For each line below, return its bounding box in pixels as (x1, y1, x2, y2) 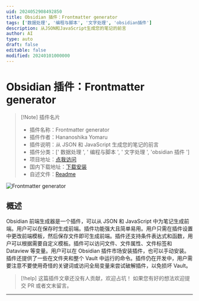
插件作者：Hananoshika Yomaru (29, 133, 108, 140)
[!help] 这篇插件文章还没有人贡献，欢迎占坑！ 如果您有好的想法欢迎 (20, 275, 185, 282)
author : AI (6, 31, 33, 37)
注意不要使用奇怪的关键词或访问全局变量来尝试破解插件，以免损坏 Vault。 (11, 262, 191, 270)
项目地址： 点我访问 (29, 155, 77, 163)
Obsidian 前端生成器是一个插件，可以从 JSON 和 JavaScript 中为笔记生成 (6, 217, 185, 225)
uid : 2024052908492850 (6, 8, 62, 15)
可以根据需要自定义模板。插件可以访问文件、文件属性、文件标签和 (11, 240, 172, 247)
